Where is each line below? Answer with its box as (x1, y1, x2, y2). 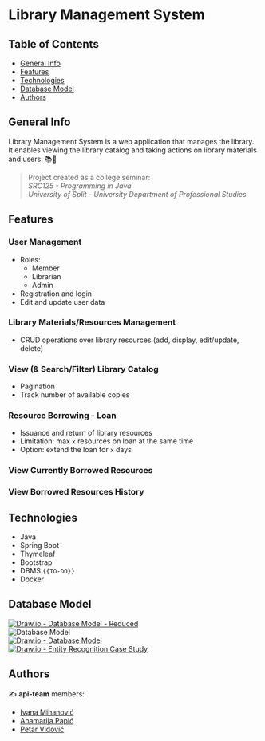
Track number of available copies (19, 390, 130, 400)
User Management (8, 237, 82, 248)
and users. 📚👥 (8, 154, 57, 164)
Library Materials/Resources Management (8, 317, 176, 328)
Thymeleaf (19, 549, 56, 559)
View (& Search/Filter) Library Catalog (8, 363, 160, 374)
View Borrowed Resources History (8, 487, 145, 498)
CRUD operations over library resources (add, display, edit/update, (19, 335, 239, 345)
